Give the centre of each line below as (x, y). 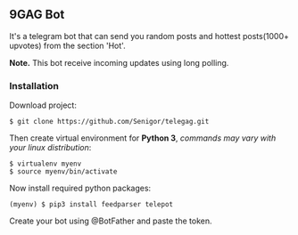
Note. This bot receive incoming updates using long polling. (119, 62)
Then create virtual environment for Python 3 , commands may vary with (143, 138)
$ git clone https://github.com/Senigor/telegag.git (109, 122)
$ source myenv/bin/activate (63, 172)
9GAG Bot (37, 15)
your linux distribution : (50, 148)
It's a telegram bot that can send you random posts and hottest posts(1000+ (149, 36)
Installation (34, 85)
